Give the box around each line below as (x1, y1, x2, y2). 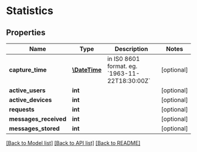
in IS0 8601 (107, 55, 140, 63)
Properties (6, 28, 46, 38)
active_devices (9, 96, 52, 104)
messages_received (9, 115, 66, 123)
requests (9, 106, 35, 113)
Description (114, 45, 148, 53)
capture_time (9, 66, 47, 74)
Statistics (6, 4, 54, 18)
